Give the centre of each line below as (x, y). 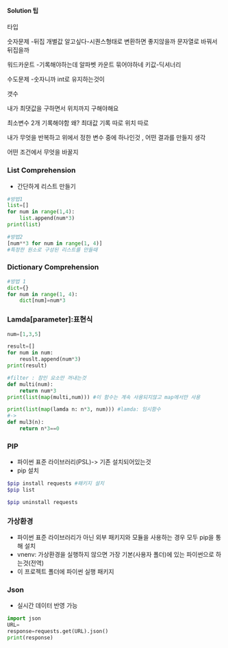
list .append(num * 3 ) (47, 218)
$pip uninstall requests (42, 503)
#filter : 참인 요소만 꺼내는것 (47, 378)
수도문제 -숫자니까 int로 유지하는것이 (56, 80)
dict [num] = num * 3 (43, 301)
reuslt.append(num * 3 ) (50, 359)
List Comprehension (42, 170)
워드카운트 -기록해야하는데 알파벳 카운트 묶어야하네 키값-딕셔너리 (94, 64)
